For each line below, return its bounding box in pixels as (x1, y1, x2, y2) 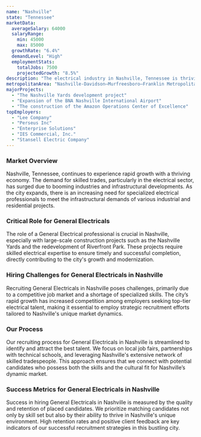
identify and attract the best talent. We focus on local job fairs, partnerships (6, 345, 193, 352)
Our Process (6, 324, 43, 333)
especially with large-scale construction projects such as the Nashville (6, 237, 181, 244)
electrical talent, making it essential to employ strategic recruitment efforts (6, 304, 190, 311)
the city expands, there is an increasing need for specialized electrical (6, 189, 179, 196)
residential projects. (6, 202, 55, 210)
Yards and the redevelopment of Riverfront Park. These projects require (6, 243, 183, 250)
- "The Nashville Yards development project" (11, 92, 127, 98)
